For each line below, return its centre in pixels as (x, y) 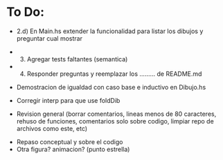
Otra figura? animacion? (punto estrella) (73, 149)
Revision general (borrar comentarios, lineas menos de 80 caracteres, (116, 114)
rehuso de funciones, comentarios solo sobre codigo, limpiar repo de (115, 121)
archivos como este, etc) (52, 128)
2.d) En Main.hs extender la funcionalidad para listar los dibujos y (110, 31)
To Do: (26, 12)
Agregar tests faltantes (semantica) (77, 59)
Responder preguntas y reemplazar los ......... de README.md (114, 74)
